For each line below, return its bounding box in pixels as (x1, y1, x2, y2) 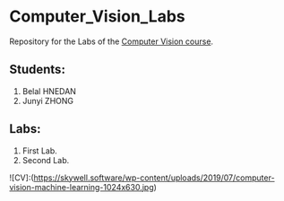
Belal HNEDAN (22, 85, 76, 96)
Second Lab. (22, 154, 70, 165)
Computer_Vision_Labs (9, 6, 185, 27)
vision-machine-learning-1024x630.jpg (9, 181, 154, 192)
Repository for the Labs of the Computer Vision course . (9, 36, 213, 47)
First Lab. (22, 145, 58, 156)
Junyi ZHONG (22, 95, 74, 106)
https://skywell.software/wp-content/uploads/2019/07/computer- (33, 172, 275, 183)
